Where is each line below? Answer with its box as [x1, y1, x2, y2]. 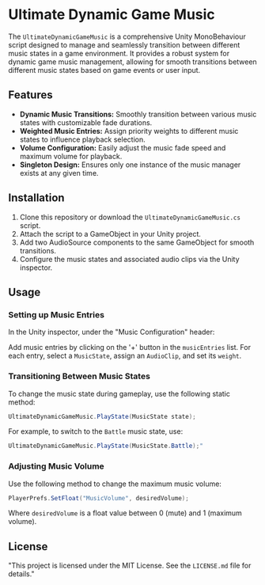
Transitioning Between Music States [8, 370, 150, 382]
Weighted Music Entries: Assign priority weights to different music [19, 126, 239, 135]
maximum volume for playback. [19, 151, 123, 161]
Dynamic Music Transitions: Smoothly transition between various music [19, 109, 257, 119]
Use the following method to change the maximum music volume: [8, 479, 221, 488]
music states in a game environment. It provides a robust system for [8, 48, 230, 58]
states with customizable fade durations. [19, 117, 153, 127]
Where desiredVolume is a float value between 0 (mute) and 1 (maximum [8, 508, 243, 518]
